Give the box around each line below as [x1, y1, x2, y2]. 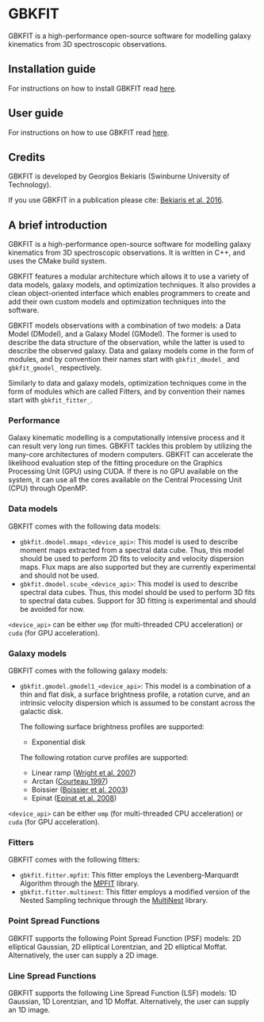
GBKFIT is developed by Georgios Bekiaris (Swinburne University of [8, 171, 230, 181]
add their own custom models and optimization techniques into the [8, 297, 226, 306]
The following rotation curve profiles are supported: [19, 753, 189, 763]
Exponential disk [31, 737, 86, 747]
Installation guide [8, 63, 97, 76]
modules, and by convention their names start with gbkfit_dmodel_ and [8, 355, 240, 364]
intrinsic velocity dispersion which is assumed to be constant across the [19, 698, 255, 708]
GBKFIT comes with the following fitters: [8, 855, 140, 865]
